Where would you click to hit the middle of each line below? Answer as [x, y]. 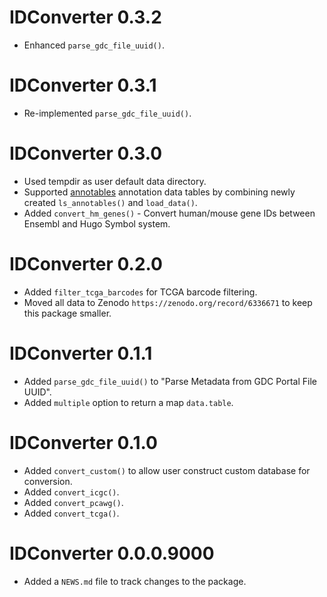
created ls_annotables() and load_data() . [110, 202]
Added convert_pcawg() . [73, 502]
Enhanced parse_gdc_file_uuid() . [94, 45]
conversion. [48, 481]
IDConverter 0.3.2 [85, 17]
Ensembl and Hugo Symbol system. [97, 223]
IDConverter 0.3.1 [83, 85]
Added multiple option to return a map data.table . [128, 402]
